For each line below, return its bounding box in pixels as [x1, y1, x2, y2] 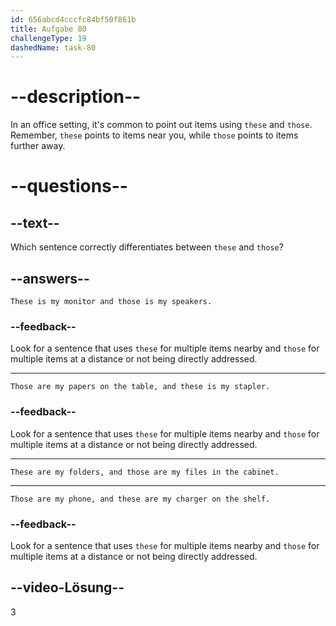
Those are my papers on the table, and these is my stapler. [10, 382, 271, 392]
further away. [10, 140, 66, 152]
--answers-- [10, 270, 90, 287]
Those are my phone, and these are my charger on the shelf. [10, 494, 271, 504]
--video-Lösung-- [10, 579, 125, 596]
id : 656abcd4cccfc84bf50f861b [10, 14, 137, 25]
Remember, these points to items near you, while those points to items [10, 129, 299, 141]
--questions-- [10, 175, 128, 198]
